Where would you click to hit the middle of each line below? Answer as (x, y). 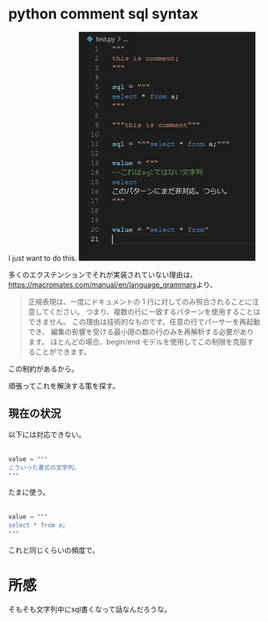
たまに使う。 (29, 492)
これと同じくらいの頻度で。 (54, 550)
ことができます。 (63, 351)
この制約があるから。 (43, 369)
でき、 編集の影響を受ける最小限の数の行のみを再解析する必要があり (141, 331)
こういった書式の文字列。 (44, 467)
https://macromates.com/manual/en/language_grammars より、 (113, 285)
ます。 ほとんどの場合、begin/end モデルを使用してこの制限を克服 (137, 341)
